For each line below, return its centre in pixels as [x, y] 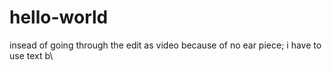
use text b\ [31, 55]
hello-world [59, 17]
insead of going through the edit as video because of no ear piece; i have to [165, 45]
